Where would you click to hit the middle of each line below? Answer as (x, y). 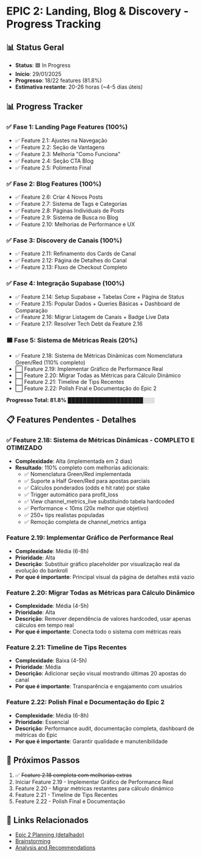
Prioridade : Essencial (42, 722)
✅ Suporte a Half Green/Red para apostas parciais (87, 480)
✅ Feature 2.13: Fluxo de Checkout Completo (71, 267)
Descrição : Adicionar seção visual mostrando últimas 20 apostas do (101, 674)
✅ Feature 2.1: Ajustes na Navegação (61, 140)
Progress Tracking (54, 24)
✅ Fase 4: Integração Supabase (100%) (66, 284)
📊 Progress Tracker (45, 107)
